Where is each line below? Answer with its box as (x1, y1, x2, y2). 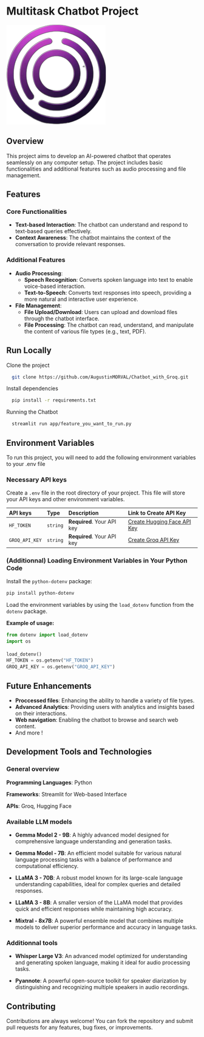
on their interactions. (15, 710, 67, 717)
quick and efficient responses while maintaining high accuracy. (15, 905, 173, 912)
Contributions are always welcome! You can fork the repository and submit (6, 1018, 193, 1025)
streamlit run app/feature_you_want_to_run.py (12, 421, 132, 427)
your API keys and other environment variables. (6, 496, 125, 503)
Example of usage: (6, 619, 55, 626)
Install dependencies (6, 385, 59, 392)
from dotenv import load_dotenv (6, 632, 88, 638)
